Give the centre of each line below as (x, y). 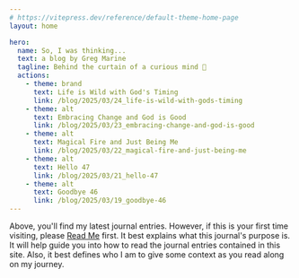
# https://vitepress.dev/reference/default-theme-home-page (124, 17)
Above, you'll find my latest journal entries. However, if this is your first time (149, 226)
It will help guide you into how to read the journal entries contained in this (145, 245)
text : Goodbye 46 (66, 192)
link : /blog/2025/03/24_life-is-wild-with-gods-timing (138, 100)
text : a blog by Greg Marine (72, 59)
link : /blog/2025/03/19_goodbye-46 (100, 201)
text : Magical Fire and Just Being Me (106, 143)
